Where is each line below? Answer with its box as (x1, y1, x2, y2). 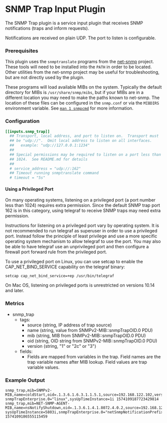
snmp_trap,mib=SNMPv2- (5, 388, 52, 393)
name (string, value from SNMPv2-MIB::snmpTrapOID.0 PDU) (27, 327, 153, 333)
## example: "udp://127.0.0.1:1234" (9, 143, 90, 148)
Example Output (5, 377, 45, 384)
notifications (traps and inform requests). (5, 25, 89, 31)
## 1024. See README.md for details (9, 157, 88, 162)
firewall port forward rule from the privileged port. (5, 249, 107, 255)
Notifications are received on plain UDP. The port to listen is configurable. (5, 35, 156, 41)
